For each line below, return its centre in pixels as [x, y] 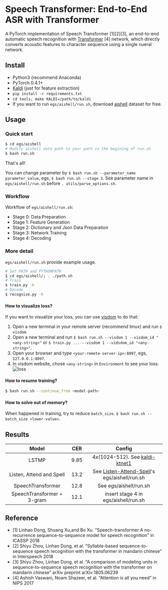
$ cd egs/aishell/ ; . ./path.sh [39, 276]
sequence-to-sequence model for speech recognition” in [95, 535]
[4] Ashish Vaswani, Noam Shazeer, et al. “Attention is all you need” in [84, 578]
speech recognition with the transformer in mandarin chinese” [98, 551]
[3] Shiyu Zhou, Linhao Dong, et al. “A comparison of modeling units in [85, 562]
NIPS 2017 [23, 583]
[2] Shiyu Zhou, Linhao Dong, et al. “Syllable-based [65, 546]
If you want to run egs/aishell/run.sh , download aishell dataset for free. [87, 104]
